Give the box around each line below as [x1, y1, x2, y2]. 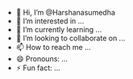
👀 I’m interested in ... [15, 16, 85, 26]
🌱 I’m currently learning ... [15, 25, 102, 34]
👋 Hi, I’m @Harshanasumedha [15, 8, 115, 17]
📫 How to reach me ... [15, 43, 91, 52]
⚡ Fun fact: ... [15, 63, 60, 73]
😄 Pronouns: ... [15, 54, 69, 64]
